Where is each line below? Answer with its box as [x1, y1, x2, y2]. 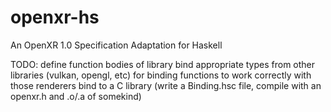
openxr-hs [10, 6, 100, 29]
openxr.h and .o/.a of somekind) [10, 90, 142, 102]
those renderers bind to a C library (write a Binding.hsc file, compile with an [10, 79, 322, 91]
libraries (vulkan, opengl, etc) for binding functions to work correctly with [10, 69, 312, 81]
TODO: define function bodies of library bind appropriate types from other [10, 58, 316, 70]
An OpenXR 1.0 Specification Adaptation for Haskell [10, 39, 223, 51]
